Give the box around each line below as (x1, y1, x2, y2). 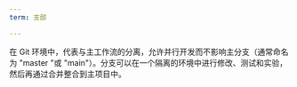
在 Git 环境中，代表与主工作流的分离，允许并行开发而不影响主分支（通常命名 (9, 46, 289, 57)
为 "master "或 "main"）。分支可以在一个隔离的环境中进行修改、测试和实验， (9, 57, 288, 67)
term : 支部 (9, 12, 47, 22)
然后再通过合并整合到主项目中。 (9, 68, 126, 79)
